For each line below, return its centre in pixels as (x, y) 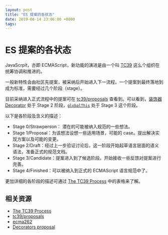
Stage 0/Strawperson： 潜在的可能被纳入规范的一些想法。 (72, 127)
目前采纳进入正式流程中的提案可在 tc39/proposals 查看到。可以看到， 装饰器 (83, 99)
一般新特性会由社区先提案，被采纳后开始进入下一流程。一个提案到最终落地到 (84, 82)
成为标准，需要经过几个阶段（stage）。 (45, 88)
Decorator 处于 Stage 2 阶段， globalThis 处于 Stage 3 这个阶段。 (73, 105)
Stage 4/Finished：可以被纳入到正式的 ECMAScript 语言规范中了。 (81, 171)
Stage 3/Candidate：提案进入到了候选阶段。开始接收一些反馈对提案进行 (87, 158)
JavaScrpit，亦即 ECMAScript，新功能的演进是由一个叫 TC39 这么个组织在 (82, 65)
